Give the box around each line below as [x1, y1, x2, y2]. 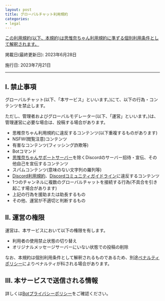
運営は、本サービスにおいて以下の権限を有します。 [5, 227, 108, 233]
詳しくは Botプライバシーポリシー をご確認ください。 [5, 290, 111, 296]
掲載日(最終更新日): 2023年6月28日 [5, 52, 77, 58]
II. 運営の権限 [5, 213, 45, 222]
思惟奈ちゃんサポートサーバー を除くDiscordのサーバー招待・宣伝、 [12, 155, 149, 161]
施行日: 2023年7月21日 [5, 62, 51, 68]
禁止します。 [22, 103, 48, 109]
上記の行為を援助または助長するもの [12, 192, 86, 198]
